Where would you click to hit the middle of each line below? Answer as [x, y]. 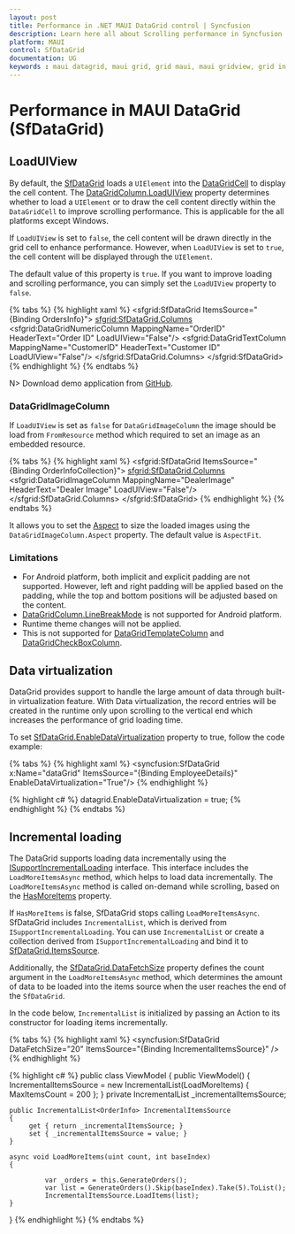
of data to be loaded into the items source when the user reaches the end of [148, 986]
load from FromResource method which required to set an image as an [135, 435]
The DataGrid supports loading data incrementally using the [118, 858]
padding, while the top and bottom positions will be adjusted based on [150, 596]
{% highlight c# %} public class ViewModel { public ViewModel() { [130, 1076]
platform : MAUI [37, 42]
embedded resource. [47, 444]
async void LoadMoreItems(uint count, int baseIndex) [110, 1157]
